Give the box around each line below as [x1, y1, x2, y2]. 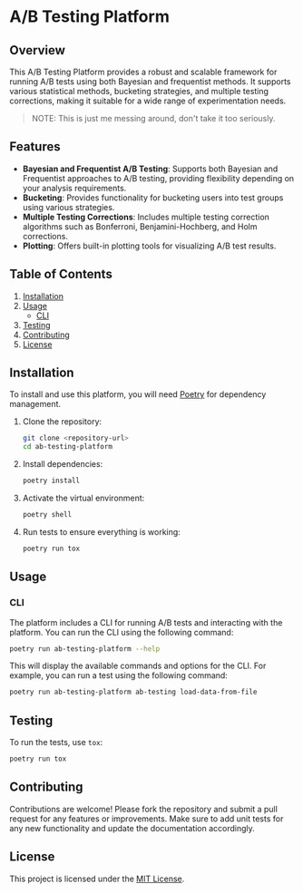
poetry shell [22, 510, 73, 519]
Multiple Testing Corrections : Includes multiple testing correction [22, 211, 270, 222]
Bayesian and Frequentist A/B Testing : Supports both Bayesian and [22, 163, 279, 174]
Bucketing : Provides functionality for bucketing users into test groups [22, 192, 284, 203]
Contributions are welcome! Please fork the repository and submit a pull [9, 803, 279, 814]
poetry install [22, 476, 81, 486]
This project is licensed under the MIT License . [9, 873, 185, 884]
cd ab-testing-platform [22, 442, 113, 451]
